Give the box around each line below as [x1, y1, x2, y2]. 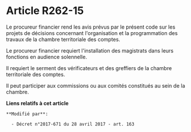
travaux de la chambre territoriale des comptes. [6, 36, 121, 43]
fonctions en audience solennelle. [6, 53, 88, 60]
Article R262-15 [6, 4, 84, 18]
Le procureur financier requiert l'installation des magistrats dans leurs [6, 47, 174, 54]
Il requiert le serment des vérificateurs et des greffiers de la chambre [6, 64, 172, 71]
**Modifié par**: [6, 111, 48, 117]
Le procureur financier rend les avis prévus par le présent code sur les [6, 23, 176, 30]
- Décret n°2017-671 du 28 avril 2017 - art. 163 [11, 121, 134, 127]
